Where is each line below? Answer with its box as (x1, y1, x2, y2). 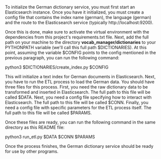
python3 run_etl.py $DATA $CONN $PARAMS (5, 134, 95, 140)
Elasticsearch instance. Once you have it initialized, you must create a (5, 9, 144, 15)
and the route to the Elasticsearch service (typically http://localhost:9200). (5, 19, 154, 25)
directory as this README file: (5, 124, 65, 130)
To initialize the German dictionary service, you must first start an (5, 4, 135, 10)
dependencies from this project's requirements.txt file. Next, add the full (5, 34, 149, 40)
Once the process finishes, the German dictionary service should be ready (5, 143, 154, 149)
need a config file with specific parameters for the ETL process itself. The (5, 105, 151, 110)
